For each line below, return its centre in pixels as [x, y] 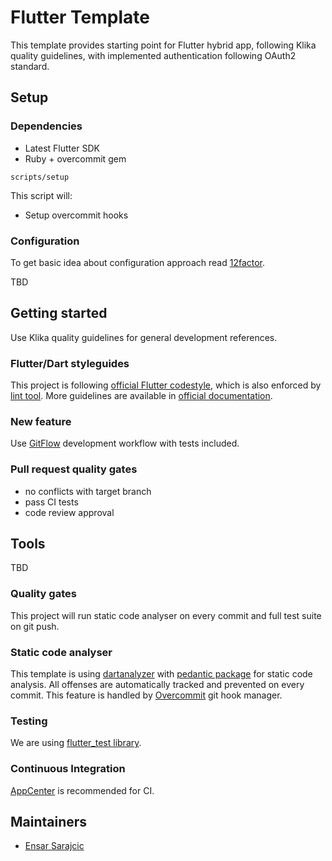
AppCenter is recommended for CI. [82, 790]
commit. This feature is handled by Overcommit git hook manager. [146, 695]
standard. [30, 66]
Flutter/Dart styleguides [70, 363]
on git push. [35, 626]
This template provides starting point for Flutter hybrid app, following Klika [163, 45]
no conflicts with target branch [88, 491]
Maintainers [49, 822]
